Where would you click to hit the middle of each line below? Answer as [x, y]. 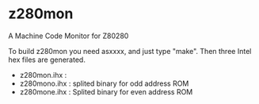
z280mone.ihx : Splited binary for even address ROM [106, 91]
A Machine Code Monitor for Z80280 [69, 36]
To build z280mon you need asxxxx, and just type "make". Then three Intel [130, 51]
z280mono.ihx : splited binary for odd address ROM [104, 83]
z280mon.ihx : [43, 75]
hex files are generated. [47, 60]
